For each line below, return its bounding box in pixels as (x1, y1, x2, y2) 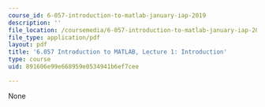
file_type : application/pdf (8, 33, 101, 42)
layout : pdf (8, 41, 47, 49)
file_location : (8, 26, 58, 34)
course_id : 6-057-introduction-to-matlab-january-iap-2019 (8, 11, 207, 20)
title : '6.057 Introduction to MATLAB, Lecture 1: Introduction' (8, 48, 227, 56)
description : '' (8, 19, 62, 27)
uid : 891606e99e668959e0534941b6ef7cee (8, 63, 140, 71)
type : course (8, 56, 51, 64)
